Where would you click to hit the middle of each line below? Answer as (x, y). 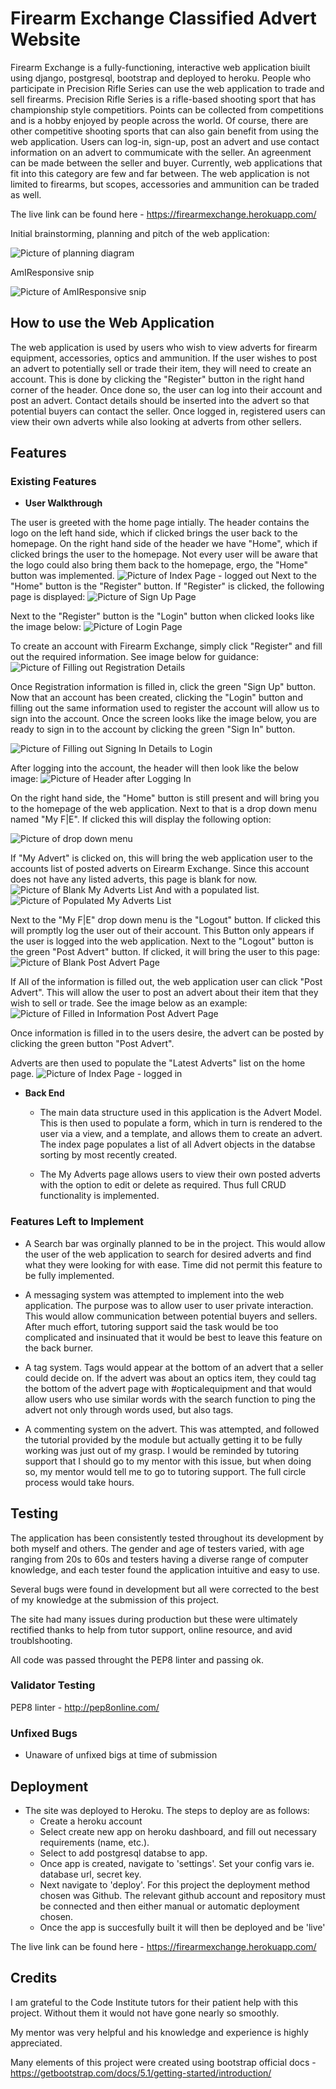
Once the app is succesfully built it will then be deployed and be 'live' (182, 1927)
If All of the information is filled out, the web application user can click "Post (166, 982)
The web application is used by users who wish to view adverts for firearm (164, 347)
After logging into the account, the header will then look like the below (154, 768)
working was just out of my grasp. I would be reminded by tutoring (162, 1450)
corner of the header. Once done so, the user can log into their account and (166, 389)
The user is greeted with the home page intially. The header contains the (160, 523)
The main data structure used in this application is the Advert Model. (180, 1113)
